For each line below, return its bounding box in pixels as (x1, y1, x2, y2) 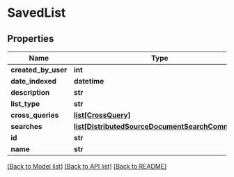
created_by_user (10, 65, 68, 75)
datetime (74, 77, 104, 86)
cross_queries (10, 110, 59, 120)
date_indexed (10, 77, 57, 86)
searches (10, 122, 42, 131)
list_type (10, 99, 40, 109)
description (10, 88, 50, 97)
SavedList (7, 5, 66, 21)
